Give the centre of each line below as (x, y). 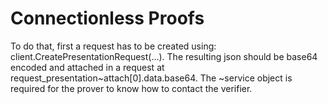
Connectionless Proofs (107, 18)
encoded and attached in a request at (87, 67)
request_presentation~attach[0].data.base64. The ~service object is (151, 78)
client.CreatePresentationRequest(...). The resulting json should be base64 (164, 56)
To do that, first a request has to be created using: (113, 46)
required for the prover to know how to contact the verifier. (131, 88)
